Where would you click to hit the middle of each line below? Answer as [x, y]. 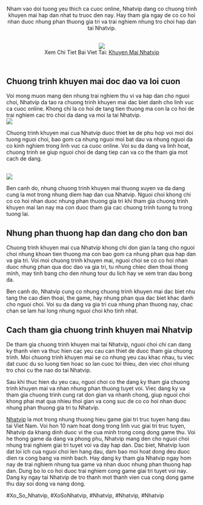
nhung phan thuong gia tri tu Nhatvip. [53, 408]
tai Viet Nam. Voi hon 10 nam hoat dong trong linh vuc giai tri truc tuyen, [96, 426]
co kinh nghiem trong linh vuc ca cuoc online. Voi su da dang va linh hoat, [98, 146]
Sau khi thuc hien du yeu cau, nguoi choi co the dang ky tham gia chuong [98, 382]
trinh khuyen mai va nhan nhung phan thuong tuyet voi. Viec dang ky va [96, 388]
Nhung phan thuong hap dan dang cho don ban [97, 233]
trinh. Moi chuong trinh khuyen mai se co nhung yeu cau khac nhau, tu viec [100, 357]
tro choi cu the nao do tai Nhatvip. [49, 370]
